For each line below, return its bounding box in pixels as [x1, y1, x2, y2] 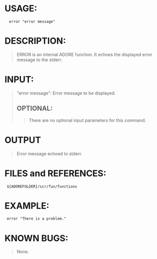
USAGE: [4, 3, 37, 14]
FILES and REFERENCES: [4, 167, 106, 179]
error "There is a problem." [6, 216, 67, 221]
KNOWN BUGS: [4, 233, 69, 244]
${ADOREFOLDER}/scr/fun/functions [6, 184, 78, 189]
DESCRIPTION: [4, 35, 66, 47]
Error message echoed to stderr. [16, 150, 82, 157]
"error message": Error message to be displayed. [16, 90, 116, 96]
